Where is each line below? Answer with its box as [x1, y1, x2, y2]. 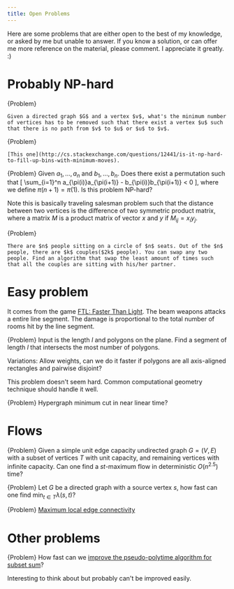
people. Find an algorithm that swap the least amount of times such [7, 255, 214, 262]
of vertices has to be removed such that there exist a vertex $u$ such [7, 119, 224, 126]
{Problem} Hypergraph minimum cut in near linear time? [7, 399, 168, 407]
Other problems [7, 530, 101, 546]
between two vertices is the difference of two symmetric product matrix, [7, 207, 216, 215]
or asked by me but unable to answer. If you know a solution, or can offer [7, 36, 218, 45]
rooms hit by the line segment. [7, 322, 95, 330]
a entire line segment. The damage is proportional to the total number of [7, 315, 215, 323]
